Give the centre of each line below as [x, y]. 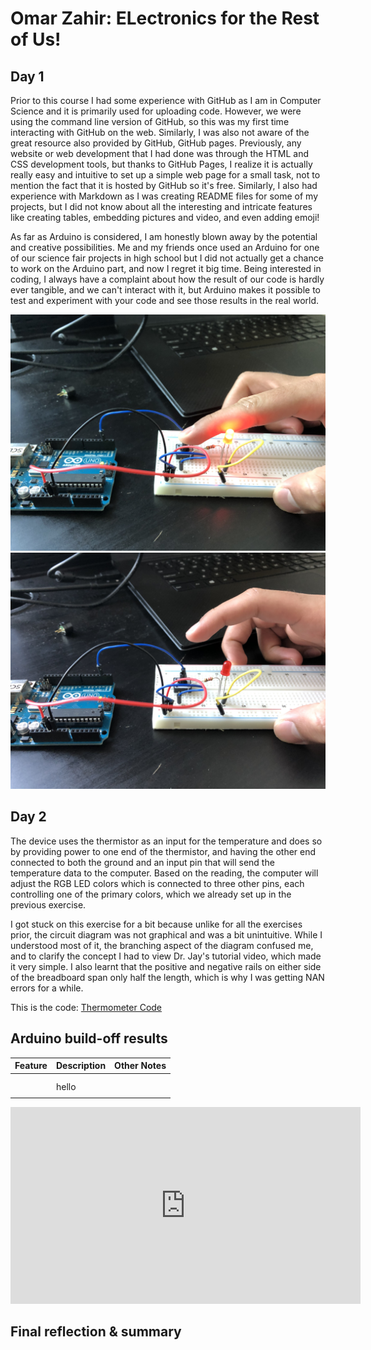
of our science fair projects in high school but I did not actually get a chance [167, 258]
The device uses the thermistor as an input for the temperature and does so [166, 841]
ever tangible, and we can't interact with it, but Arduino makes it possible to [165, 290]
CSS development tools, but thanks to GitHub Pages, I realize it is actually [161, 164]
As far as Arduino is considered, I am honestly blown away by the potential [164, 236]
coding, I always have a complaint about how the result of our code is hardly [167, 279]
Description [81, 1066]
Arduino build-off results [89, 1038]
